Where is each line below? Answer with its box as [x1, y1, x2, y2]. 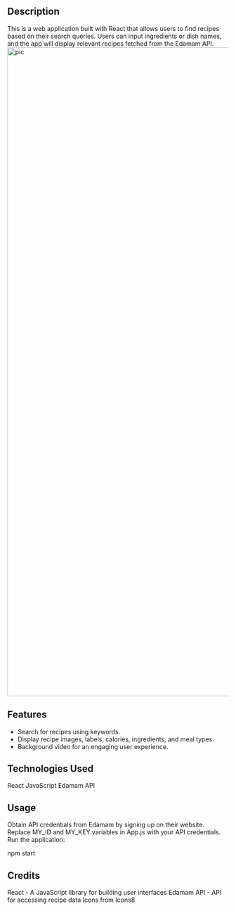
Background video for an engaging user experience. [17, 742, 169, 750]
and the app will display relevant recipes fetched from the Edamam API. [7, 39, 214, 48]
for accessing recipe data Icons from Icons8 [7, 896, 136, 904]
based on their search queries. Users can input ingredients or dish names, [7, 32, 222, 40]
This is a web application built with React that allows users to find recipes [7, 24, 220, 32]
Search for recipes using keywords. [17, 727, 121, 736]
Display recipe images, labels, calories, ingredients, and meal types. [17, 735, 214, 743]
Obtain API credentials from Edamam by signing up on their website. [7, 820, 205, 829]
